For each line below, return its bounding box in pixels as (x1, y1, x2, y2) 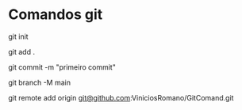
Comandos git (8, 6, 103, 24)
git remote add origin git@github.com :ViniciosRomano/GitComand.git (8, 93, 234, 102)
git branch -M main (8, 78, 71, 87)
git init (8, 32, 29, 41)
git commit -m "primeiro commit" (8, 62, 117, 72)
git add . (8, 47, 36, 56)
